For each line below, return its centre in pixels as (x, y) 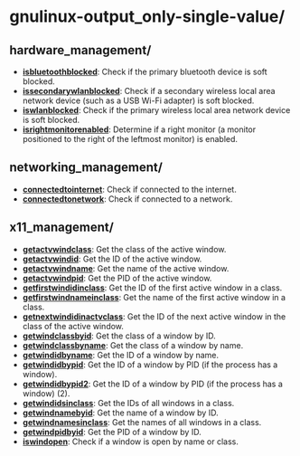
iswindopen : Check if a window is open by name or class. (131, 442)
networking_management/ (86, 168)
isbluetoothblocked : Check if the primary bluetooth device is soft (145, 71)
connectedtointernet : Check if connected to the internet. (129, 189)
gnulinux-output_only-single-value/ (147, 17)
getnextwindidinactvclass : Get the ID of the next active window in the (154, 316)
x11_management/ (62, 228)
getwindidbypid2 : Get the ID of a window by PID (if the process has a (152, 384)
